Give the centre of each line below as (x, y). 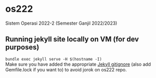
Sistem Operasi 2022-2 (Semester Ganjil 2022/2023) (61, 23)
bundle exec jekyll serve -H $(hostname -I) (54, 59)
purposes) (22, 47)
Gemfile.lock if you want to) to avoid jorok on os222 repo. (66, 69)
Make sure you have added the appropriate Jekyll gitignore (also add (78, 64)
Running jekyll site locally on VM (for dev (72, 39)
